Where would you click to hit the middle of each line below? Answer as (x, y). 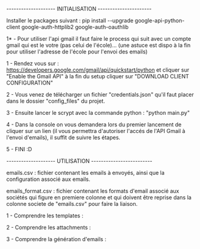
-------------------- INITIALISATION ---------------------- (79, 9)
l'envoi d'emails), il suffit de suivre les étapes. (63, 137)
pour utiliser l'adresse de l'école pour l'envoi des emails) (77, 52)
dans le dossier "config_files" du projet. (56, 101)
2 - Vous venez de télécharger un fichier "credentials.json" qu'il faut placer (100, 94)
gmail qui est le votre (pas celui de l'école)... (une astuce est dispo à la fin (98, 45)
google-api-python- (160, 20)
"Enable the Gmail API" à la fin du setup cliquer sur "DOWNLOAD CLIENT (98, 76)
